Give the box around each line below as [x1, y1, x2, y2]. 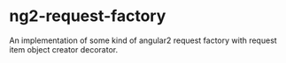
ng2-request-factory [9, 6, 166, 26]
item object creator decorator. [9, 44, 118, 54]
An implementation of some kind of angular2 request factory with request [9, 35, 277, 45]
